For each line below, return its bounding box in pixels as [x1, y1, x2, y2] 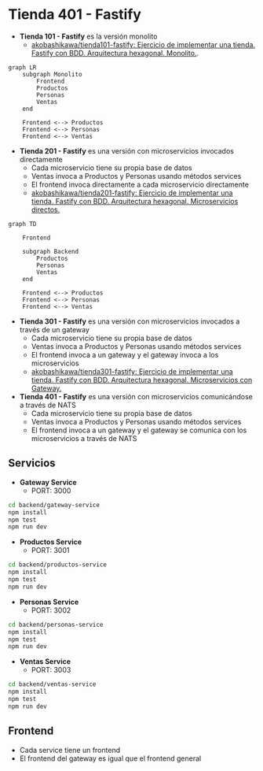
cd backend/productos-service [8, 561, 108, 569]
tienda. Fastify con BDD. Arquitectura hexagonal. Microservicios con [31, 375, 253, 384]
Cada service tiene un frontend [19, 745, 120, 754]
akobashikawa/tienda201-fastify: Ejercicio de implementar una [31, 187, 233, 198]
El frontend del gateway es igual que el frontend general [19, 754, 202, 763]
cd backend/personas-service [8, 621, 104, 628]
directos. [31, 205, 60, 214]
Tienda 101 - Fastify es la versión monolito [19, 32, 158, 41]
